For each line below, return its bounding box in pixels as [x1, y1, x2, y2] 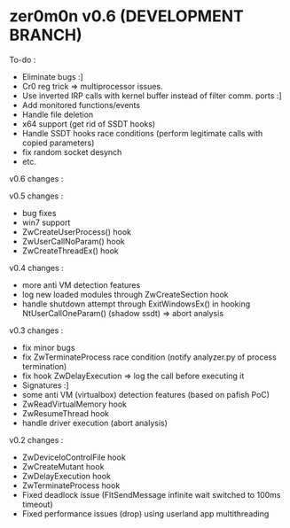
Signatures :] [21, 379, 69, 391]
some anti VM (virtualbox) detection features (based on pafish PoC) [21, 389, 270, 400]
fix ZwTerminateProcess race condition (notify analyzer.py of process [21, 352, 277, 362]
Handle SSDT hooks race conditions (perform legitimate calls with [21, 128, 263, 138]
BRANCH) [9, 25, 82, 45]
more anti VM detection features [21, 279, 141, 290]
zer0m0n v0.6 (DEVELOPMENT [9, 6, 244, 27]
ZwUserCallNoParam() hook [21, 236, 126, 246]
